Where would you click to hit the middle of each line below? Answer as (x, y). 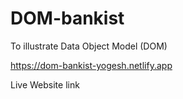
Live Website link (45, 84)
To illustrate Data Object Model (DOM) (89, 46)
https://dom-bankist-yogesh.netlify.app (91, 65)
